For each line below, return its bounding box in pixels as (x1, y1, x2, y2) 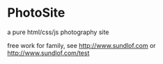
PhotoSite (7, 5, 65, 21)
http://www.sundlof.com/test (7, 49, 90, 57)
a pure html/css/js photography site (7, 28, 109, 36)
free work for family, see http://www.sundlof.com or (7, 41, 156, 49)
